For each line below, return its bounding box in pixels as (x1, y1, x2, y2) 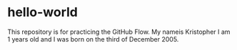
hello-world (7, 4, 79, 20)
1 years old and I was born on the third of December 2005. (7, 35, 179, 43)
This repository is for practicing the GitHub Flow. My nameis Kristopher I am (7, 27, 231, 36)
